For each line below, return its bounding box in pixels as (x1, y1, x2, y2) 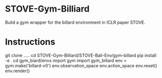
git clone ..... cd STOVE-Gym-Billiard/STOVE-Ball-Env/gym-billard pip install (5, 52, 157, 58)
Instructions (5, 36, 55, 47)
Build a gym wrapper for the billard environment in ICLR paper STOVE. (5, 19, 146, 25)
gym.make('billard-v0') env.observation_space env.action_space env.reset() (5, 62, 158, 68)
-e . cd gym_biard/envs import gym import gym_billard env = (5, 57, 127, 63)
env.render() (5, 68, 30, 74)
